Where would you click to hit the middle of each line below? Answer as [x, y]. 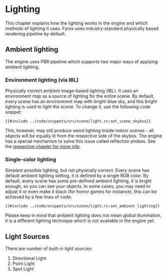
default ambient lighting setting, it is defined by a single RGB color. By [77, 176]
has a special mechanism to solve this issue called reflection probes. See [80, 141]
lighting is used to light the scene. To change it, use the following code [78, 107]
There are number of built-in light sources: [49, 248]
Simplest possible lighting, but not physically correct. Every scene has [77, 170]
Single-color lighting [31, 159]
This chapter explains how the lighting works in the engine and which [76, 23]
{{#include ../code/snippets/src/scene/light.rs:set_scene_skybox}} [78, 121]
